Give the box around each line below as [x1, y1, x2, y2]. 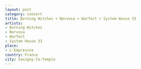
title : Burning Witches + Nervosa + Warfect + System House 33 [5, 16, 137, 21]
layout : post [5, 7, 32, 12]
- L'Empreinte [5, 48, 34, 52]
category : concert [5, 12, 42, 17]
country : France [5, 52, 38, 57]
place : [5, 43, 19, 48]
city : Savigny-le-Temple [5, 57, 56, 62]
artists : [5, 20, 23, 26]
